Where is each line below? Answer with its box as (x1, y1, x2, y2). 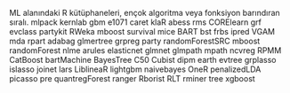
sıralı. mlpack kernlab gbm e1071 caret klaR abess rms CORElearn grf (9, 17, 262, 27)
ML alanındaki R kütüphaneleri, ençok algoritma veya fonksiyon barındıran (9, 8, 280, 18)
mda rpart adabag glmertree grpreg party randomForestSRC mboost (9, 35, 261, 46)
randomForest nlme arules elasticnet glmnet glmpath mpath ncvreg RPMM (9, 45, 282, 56)
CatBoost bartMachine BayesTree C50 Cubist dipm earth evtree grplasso (9, 55, 277, 65)
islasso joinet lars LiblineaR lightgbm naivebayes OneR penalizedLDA (9, 64, 262, 74)
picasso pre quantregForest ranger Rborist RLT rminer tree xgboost (9, 74, 255, 83)
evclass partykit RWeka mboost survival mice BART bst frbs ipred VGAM (9, 27, 276, 36)
